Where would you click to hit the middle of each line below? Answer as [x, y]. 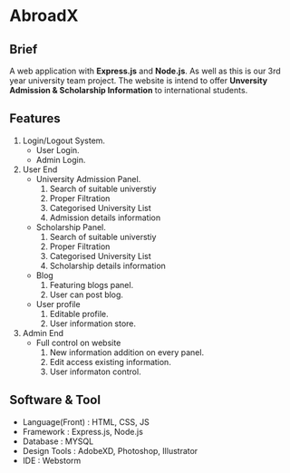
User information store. [93, 323]
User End [40, 169]
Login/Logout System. [64, 140]
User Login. [58, 150]
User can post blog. [87, 294]
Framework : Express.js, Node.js [82, 431]
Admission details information [105, 217]
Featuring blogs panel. [92, 285]
